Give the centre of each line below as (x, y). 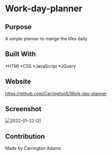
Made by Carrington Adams (33, 148)
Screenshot (23, 109)
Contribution (25, 136)
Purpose (18, 27)
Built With (20, 54)
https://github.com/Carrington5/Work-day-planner (56, 93)
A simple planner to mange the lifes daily (46, 39)
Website (18, 82)
